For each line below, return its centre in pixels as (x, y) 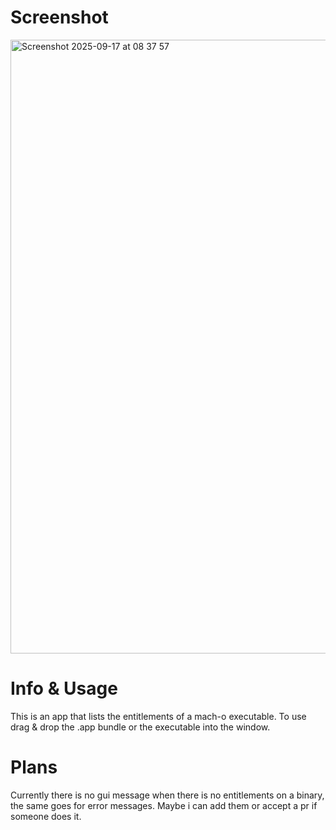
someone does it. (46, 816)
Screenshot (59, 17)
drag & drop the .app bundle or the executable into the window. (140, 727)
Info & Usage (64, 688)
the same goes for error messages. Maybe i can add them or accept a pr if (164, 805)
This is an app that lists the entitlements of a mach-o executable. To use (158, 716)
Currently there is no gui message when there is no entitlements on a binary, (167, 795)
